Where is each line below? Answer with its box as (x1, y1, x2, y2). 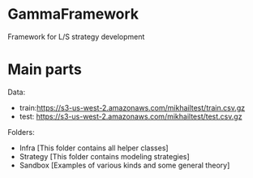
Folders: (7, 127, 35, 137)
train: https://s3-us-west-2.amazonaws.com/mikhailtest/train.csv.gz (19, 102, 246, 112)
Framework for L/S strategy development (7, 32, 145, 41)
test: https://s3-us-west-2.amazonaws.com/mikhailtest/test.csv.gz (19, 111, 242, 121)
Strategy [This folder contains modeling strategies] (19, 151, 190, 161)
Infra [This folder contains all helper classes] (19, 143, 169, 153)
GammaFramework (7, 5, 139, 24)
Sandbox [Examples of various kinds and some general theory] (19, 160, 230, 170)
